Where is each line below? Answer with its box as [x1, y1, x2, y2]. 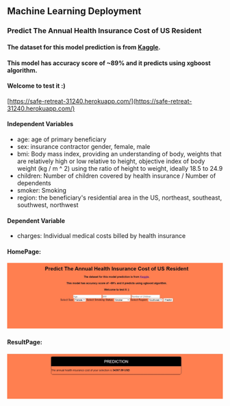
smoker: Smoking [16, 186, 67, 194]
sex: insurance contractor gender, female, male [16, 142, 151, 150]
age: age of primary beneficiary [16, 135, 107, 143]
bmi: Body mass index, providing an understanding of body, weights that [16, 150, 222, 158]
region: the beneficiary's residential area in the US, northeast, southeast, [16, 193, 222, 202]
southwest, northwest [16, 200, 79, 208]
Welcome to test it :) [7, 82, 66, 90]
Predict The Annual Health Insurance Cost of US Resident [7, 26, 202, 36]
